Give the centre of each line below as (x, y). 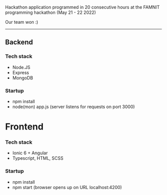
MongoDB (23, 78)
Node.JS (21, 67)
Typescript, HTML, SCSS (38, 158)
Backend (19, 42)
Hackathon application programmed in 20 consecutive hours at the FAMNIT (83, 7)
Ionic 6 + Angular (30, 153)
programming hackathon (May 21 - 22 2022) (50, 12)
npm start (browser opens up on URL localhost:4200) (67, 187)
